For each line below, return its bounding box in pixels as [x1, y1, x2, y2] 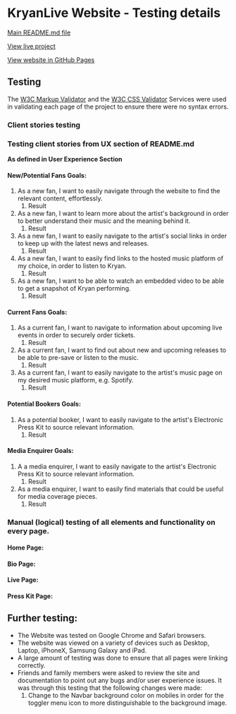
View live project [7, 42, 56, 50]
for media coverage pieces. [17, 492, 97, 500]
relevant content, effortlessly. [17, 194, 103, 202]
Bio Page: [7, 559, 36, 568]
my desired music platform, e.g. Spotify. [17, 376, 134, 385]
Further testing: [7, 612, 77, 624]
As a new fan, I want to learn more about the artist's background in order [17, 210, 229, 218]
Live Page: [7, 576, 39, 584]
